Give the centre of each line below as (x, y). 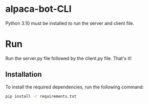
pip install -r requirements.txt (41, 96)
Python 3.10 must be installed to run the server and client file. (70, 23)
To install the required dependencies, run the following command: (75, 87)
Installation (24, 74)
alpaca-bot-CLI (38, 9)
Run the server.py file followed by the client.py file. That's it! (69, 58)
